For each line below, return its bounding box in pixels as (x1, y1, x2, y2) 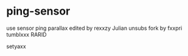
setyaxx (6, 43, 26, 50)
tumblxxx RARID (6, 30, 47, 38)
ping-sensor (6, 4, 71, 18)
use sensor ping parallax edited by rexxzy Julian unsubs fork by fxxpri (6, 24, 183, 32)
